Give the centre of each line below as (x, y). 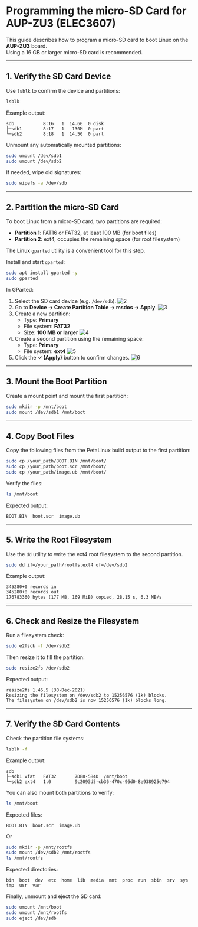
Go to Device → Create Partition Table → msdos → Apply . (86, 307)
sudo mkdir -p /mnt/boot (37, 407)
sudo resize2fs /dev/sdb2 (38, 668)
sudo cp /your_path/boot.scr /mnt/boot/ (57, 467)
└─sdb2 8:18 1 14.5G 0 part (55, 134)
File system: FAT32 (47, 326)
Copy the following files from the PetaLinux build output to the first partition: (98, 451)
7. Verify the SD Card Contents (63, 724)
